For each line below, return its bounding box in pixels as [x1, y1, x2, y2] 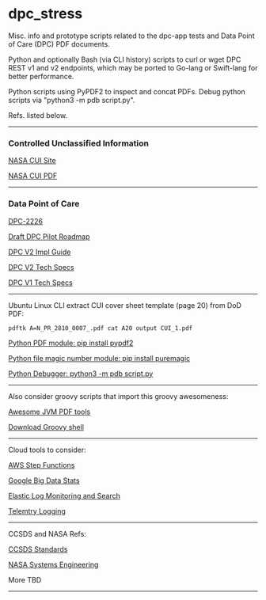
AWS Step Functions [8, 460, 75, 469]
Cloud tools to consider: [8, 445, 87, 454]
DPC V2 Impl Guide [8, 247, 71, 256]
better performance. [8, 71, 74, 81]
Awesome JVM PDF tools [8, 407, 91, 416]
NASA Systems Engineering [8, 560, 99, 569]
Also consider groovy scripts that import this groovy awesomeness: [8, 391, 229, 401]
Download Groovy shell [8, 422, 85, 431]
